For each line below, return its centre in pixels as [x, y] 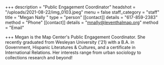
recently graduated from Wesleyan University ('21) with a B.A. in [70, 42]
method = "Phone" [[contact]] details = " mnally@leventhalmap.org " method [82, 22]
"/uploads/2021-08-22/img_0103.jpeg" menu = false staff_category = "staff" [82, 12]
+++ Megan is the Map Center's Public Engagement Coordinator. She [75, 37]
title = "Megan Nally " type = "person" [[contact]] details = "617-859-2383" [82, 17]
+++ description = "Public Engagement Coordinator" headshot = [70, 7]
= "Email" [15, 28]
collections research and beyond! [39, 57]
